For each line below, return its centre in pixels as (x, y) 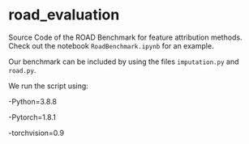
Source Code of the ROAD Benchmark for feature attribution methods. (125, 37)
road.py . (22, 70)
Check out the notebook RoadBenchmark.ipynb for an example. (111, 45)
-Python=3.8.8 (33, 101)
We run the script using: (49, 86)
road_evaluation (64, 15)
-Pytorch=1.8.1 (32, 117)
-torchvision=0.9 (36, 133)
